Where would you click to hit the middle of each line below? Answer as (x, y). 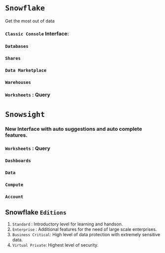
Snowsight (25, 114)
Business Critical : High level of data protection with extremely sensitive (86, 235)
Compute (14, 185)
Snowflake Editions (36, 212)
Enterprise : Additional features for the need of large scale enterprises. (84, 229)
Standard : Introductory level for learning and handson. (67, 224)
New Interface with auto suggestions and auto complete (74, 129)
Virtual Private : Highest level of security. (55, 245)
